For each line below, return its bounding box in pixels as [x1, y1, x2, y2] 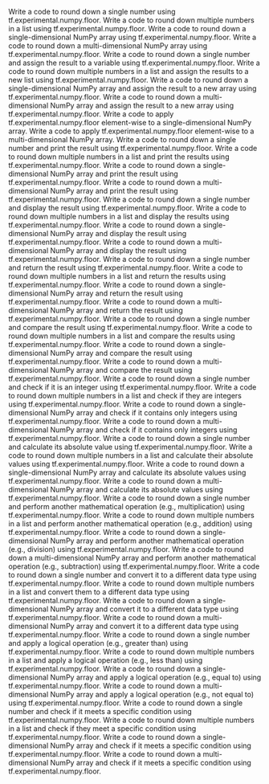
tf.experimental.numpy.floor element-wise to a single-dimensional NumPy [8, 118, 252, 127]
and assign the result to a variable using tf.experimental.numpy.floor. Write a [8, 58, 261, 67]
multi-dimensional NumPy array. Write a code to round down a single [8, 135, 237, 144]
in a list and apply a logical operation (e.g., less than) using [8, 655, 203, 665]
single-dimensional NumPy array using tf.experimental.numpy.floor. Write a [8, 32, 257, 42]
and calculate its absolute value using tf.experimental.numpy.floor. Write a [8, 442, 253, 451]
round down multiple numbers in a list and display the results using [8, 212, 230, 221]
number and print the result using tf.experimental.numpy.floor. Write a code [8, 144, 258, 153]
